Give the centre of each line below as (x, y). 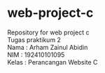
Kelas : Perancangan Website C (52, 62)
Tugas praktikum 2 (34, 39)
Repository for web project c (48, 32)
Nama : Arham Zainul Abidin (48, 47)
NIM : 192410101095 (36, 55)
